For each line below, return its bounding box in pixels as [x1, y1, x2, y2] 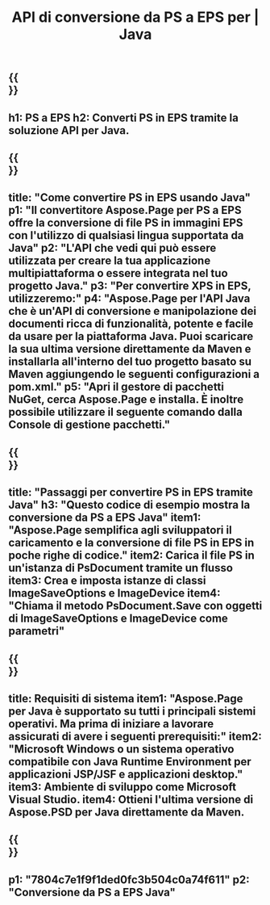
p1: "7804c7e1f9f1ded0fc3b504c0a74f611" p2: [8, 873, 250, 886]
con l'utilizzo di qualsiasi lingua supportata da [8, 228, 244, 242]
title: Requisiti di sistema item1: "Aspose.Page [8, 691, 243, 706]
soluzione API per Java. [8, 124, 130, 137]
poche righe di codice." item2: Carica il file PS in [8, 549, 255, 563]
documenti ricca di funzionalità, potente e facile [8, 317, 254, 331]
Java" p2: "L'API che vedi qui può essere [8, 241, 217, 255]
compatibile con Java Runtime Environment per [8, 755, 251, 769]
